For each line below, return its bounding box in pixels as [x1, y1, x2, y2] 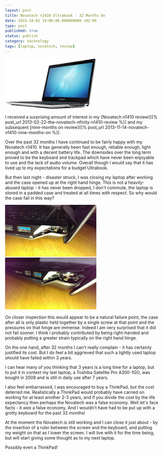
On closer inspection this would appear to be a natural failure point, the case [5, 314, 158, 320]
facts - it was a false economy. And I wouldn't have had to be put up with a [5, 405, 155, 411]
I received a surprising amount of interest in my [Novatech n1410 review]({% [5, 114, 158, 119]
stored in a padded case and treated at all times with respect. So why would [5, 190, 157, 196]
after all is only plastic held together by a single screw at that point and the [5, 319, 155, 325]
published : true [5, 28, 38, 34]
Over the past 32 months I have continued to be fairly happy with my [5, 139, 143, 145]
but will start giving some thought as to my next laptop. [5, 435, 115, 441]
